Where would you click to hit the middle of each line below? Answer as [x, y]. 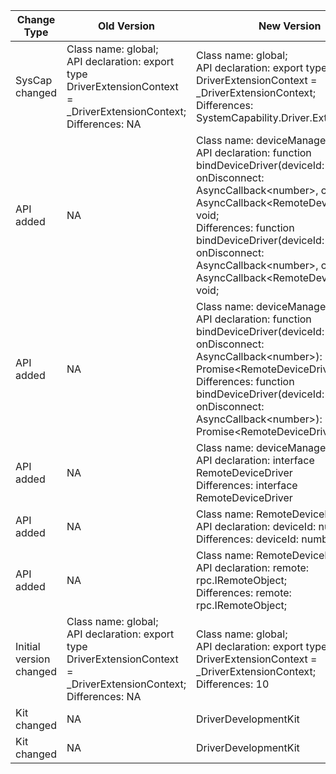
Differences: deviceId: [247, 539]
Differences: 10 [232, 684]
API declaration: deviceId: [256, 526]
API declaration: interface [255, 460]
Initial [28, 646]
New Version [290, 26]
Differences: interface [246, 485]
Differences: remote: [243, 592]
